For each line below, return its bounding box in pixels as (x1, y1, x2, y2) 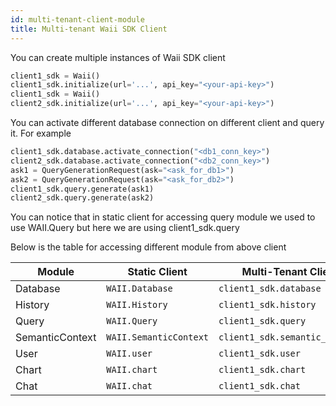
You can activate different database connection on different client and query (10, 117, 325, 128)
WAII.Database (106, 283, 173, 295)
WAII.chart (106, 364, 158, 376)
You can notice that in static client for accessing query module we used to (10, 211, 316, 223)
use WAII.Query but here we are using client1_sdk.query (10, 222, 240, 234)
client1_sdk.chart (218, 364, 307, 376)
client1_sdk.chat (218, 381, 301, 392)
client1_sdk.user (218, 348, 301, 360)
